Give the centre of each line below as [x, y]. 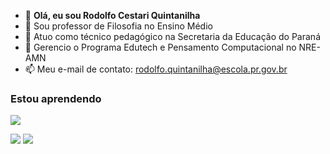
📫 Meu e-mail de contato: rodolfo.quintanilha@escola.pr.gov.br [156, 69]
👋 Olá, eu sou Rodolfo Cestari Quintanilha [112, 15]
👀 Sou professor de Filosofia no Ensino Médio [118, 26]
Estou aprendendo [56, 98]
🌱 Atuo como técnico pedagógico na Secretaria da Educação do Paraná [172, 36]
